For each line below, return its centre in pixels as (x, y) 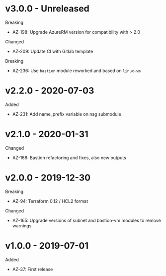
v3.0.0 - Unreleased (47, 9)
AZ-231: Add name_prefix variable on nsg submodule (67, 114)
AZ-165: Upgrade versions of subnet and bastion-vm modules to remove (86, 220)
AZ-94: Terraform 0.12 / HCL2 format (50, 201)
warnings (22, 226)
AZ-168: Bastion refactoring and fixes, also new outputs (69, 158)
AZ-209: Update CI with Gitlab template (53, 51)
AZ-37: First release (33, 269)
